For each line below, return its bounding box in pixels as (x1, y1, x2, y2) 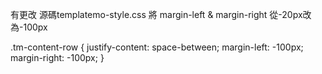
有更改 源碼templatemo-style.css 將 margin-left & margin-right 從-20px (10, 9, 303, 20)
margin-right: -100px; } (10, 52, 105, 63)
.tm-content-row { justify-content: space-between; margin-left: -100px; (10, 41, 304, 53)
